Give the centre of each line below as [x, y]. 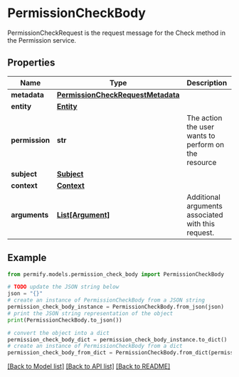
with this [201, 223]
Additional [203, 197]
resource [202, 162]
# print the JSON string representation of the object [90, 313]
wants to [201, 135]
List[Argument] [83, 215]
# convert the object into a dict [59, 333]
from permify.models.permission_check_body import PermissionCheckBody [116, 274]
